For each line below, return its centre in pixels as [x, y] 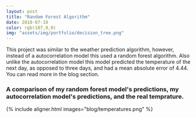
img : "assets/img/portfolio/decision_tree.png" [65, 33]
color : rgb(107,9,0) [31, 28]
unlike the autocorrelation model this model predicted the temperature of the [98, 62]
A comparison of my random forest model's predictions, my [93, 90]
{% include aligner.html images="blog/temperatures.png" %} [80, 109]
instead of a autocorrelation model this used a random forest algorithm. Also [98, 56]
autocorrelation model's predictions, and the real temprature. [95, 96]
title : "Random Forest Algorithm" [48, 17]
